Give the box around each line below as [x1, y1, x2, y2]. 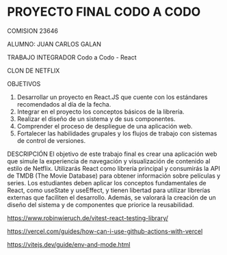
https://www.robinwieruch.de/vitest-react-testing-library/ [7, 213, 169, 222]
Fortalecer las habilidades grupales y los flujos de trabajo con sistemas [16, 129, 217, 137]
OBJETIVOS [7, 79, 41, 88]
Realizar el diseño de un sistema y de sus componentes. [16, 114, 176, 123]
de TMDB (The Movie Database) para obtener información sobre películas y [7, 172, 221, 180]
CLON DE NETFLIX [7, 66, 60, 75]
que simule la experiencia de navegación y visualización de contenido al [7, 157, 211, 165]
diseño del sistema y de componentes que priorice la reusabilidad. [7, 200, 195, 209]
